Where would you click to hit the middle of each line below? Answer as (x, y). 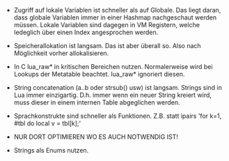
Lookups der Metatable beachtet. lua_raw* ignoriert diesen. (99, 74)
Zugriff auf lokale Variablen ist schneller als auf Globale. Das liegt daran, (117, 10)
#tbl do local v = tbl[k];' (47, 123)
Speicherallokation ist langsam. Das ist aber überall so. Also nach (107, 46)
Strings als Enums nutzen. (51, 150)
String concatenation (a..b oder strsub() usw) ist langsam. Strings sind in (118, 87)
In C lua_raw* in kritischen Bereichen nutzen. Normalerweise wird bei (113, 67)
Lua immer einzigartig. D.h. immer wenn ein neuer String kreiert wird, (113, 95)
